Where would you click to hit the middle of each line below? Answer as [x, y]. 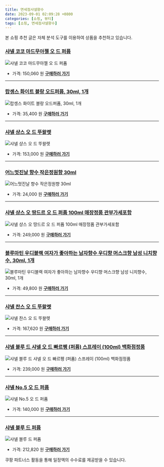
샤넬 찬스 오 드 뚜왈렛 [28, 307]
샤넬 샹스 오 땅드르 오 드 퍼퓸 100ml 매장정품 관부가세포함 [68, 213]
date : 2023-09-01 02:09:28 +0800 [39, 14]
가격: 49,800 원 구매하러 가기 [40, 289]
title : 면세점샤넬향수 [24, 10]
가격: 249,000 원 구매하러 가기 [41, 234]
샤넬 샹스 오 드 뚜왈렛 [28, 132]
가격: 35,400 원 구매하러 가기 [40, 114]
